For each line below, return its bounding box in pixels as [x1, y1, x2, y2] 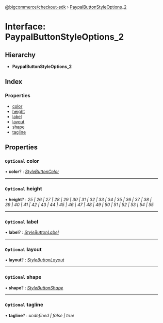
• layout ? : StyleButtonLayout [5, 257, 65, 263]
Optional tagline [5, 301, 44, 308]
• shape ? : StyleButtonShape [5, 285, 64, 290]
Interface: [5, 21, 46, 32]
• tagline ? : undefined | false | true [5, 312, 74, 318]
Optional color [5, 158, 39, 164]
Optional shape [5, 274, 42, 281]
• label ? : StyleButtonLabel [5, 229, 59, 235]
